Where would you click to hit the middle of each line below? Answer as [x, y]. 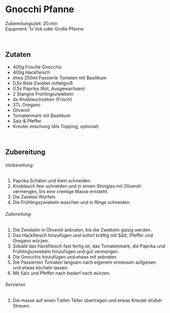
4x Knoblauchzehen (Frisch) [42, 99]
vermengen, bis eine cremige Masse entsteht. [60, 192]
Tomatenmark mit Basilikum [42, 115]
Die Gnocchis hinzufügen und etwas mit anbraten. [65, 257]
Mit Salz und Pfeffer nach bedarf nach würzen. [61, 273]
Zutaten [18, 55]
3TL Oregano [26, 105]
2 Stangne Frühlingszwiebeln [43, 94]
